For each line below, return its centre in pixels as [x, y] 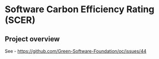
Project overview [32, 39]
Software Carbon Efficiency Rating [80, 9]
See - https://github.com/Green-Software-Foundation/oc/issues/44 [76, 51]
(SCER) [20, 20]
